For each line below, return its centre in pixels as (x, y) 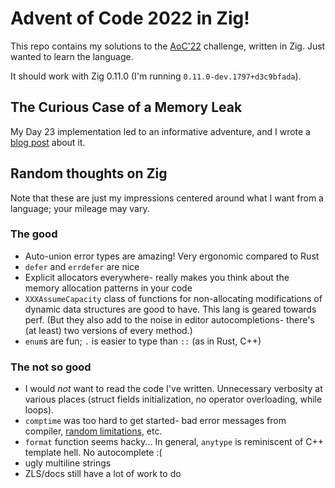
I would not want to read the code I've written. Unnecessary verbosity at (173, 389)
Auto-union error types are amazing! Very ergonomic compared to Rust (172, 256)
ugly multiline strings (68, 463)
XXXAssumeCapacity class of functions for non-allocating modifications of (173, 298)
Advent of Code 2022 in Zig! (130, 18)
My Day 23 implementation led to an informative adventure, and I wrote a (160, 131)
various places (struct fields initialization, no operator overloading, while (173, 399)
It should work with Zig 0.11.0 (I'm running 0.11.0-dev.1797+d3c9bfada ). (156, 76)
